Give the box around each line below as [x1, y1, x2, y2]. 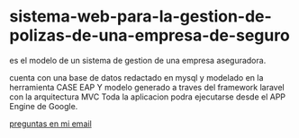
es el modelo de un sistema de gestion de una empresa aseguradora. [9, 55, 267, 65]
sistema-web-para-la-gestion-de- [9, 6, 272, 27]
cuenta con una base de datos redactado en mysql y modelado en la [9, 72, 264, 82]
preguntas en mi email [9, 118, 92, 129]
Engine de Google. [9, 100, 78, 111]
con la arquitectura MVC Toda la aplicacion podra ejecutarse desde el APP [9, 91, 286, 102]
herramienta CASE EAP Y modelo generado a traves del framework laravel [9, 82, 285, 92]
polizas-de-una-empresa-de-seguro [9, 25, 290, 46]
